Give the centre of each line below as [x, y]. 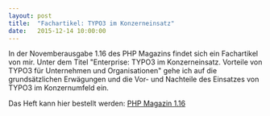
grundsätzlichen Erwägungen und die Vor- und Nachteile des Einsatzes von [134, 79]
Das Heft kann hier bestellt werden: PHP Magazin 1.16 [97, 104]
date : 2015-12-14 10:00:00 [57, 31]
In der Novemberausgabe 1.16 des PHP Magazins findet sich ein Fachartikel [133, 54]
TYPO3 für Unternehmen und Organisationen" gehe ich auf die [113, 71]
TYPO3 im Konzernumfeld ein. [58, 88]
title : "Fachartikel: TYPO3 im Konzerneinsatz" [91, 23]
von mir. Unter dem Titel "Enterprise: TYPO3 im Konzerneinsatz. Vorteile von [135, 62]
